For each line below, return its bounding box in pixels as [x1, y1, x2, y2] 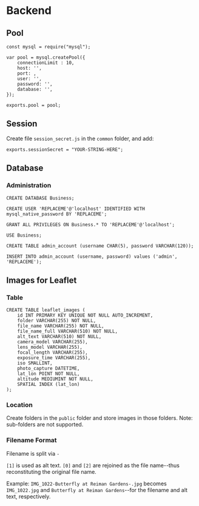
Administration [6, 181, 52, 190]
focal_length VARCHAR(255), [17, 349, 88, 356]
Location [6, 401, 33, 410]
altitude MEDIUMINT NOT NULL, [17, 376, 94, 382]
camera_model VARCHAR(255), [17, 339, 88, 345]
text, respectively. [6, 493, 51, 500]
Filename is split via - [6, 450, 59, 457]
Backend [6, 4, 52, 18]
